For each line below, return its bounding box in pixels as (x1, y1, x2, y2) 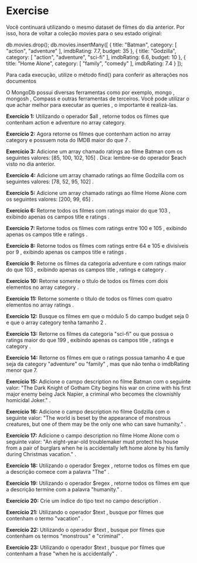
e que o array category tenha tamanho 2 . (6, 319, 107, 326)
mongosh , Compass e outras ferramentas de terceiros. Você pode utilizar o (6, 95, 189, 102)
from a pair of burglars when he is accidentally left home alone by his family (6, 444, 189, 451)
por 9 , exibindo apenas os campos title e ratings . (6, 248, 127, 255)
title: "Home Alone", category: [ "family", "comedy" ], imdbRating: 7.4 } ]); (6, 60, 183, 67)
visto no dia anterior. (6, 160, 56, 167)
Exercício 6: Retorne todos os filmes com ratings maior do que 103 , (6, 207, 171, 214)
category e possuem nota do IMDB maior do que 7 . (6, 136, 131, 143)
